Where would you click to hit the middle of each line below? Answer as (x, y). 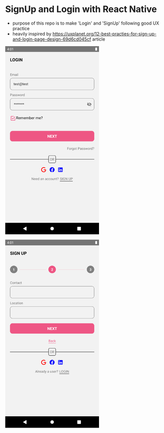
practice (21, 28)
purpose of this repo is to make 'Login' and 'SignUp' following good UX (86, 23)
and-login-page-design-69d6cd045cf (52, 39)
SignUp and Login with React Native (81, 9)
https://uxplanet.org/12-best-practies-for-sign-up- (104, 34)
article (99, 39)
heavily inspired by (32, 34)
